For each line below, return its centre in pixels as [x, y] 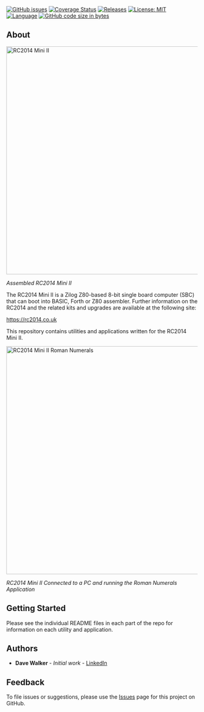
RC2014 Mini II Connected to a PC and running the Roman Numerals [92, 582]
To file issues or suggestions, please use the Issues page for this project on [101, 697]
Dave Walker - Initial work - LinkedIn [61, 663]
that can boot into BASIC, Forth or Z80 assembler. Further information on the [102, 301]
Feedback [25, 682]
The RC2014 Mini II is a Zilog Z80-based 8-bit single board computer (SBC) [100, 294]
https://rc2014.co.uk [32, 319]
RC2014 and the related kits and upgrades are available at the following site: [101, 308]
